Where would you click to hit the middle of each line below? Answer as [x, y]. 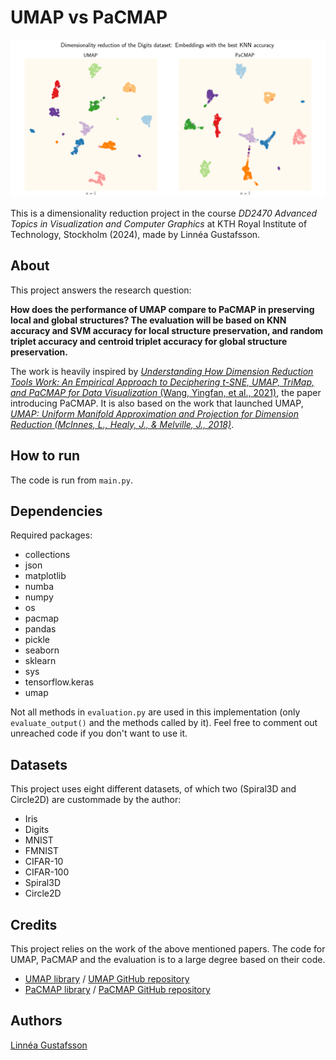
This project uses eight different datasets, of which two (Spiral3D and [153, 789]
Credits [34, 924]
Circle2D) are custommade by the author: [96, 800]
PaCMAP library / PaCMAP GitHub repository [117, 989]
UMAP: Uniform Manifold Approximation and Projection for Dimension [154, 413]
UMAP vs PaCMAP [89, 17]
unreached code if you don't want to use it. [99, 733]
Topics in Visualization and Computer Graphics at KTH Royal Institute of [159, 223]
